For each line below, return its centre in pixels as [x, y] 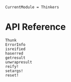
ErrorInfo [15, 44]
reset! [12, 75]
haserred [14, 53]
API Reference [35, 27]
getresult [15, 57]
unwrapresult [19, 62]
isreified [15, 49]
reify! [12, 66]
